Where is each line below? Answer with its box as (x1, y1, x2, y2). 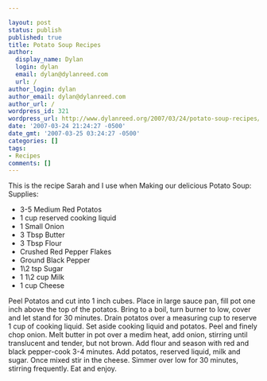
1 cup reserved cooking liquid (19, 213, 117, 223)
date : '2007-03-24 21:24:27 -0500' (8, 122, 126, 130)
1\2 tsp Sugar (19, 264, 64, 274)
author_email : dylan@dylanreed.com (8, 92, 126, 100)
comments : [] (8, 159, 52, 167)
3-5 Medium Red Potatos (19, 204, 102, 215)
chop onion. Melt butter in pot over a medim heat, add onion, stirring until (8, 330, 248, 340)
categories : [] (8, 137, 59, 145)
